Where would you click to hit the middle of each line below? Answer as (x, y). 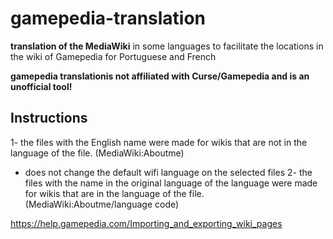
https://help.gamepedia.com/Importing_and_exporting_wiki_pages (146, 223)
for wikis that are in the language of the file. (114, 193)
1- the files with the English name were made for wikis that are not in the (159, 142)
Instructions (49, 118)
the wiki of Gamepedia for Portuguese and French (113, 56)
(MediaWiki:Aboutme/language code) (102, 204)
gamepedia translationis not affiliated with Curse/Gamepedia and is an (160, 76)
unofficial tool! (41, 86)
